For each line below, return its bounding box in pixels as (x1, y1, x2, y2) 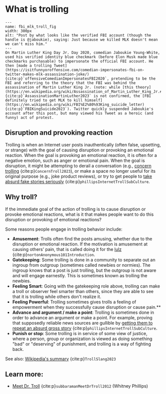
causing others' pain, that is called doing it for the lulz (12, 246, 122, 252)
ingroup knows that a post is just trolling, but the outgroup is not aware (12, 267, 157, 273)
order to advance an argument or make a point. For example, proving (12, 314, 153, 320)
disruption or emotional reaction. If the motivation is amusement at (12, 241, 148, 247)
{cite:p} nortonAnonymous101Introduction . (12, 251, 95, 257)
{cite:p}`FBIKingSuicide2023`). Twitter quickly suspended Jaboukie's (5, 106, 154, 111)
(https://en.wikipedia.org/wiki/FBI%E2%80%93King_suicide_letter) (5, 102, 145, 107)
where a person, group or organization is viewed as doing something (12, 336, 153, 342)
